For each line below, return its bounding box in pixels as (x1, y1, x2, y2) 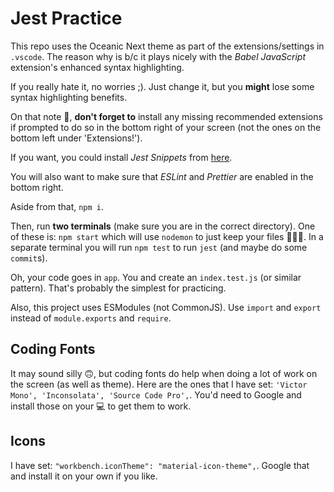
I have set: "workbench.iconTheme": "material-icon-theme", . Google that (10, 459, 310, 471)
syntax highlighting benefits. (10, 91, 128, 103)
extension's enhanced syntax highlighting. (10, 61, 185, 73)
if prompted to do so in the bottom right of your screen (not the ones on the (10, 121, 322, 133)
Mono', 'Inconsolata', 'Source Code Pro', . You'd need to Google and (10, 388, 302, 401)
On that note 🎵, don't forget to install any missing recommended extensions (10, 110, 323, 122)
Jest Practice (10, 7, 123, 30)
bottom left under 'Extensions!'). (10, 132, 143, 144)
